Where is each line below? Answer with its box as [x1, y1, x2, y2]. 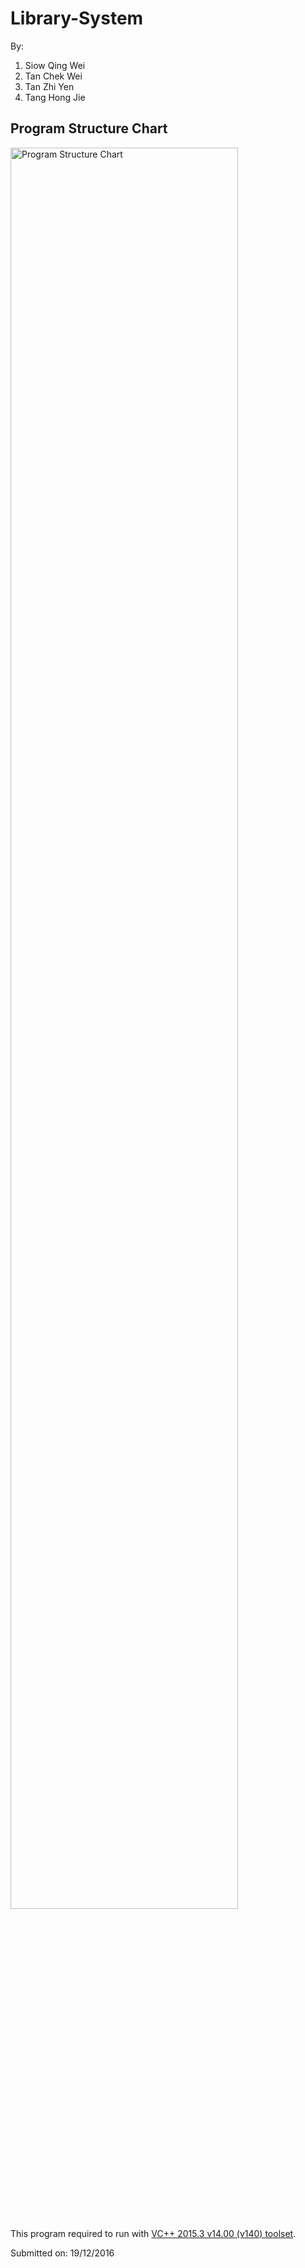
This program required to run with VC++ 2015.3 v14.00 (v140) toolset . [10, 2227, 297, 2239]
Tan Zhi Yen [24, 80, 75, 92]
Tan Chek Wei [24, 70, 83, 82]
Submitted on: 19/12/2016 [10, 2247, 115, 2259]
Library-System [10, 7, 144, 30]
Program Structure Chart [10, 120, 168, 137]
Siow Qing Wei [24, 59, 86, 71]
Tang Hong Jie [24, 91, 86, 103]
